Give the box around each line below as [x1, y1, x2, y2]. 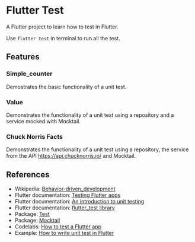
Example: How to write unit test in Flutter [14, 230, 114, 237]
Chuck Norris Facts [6, 132, 63, 141]
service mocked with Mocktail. [6, 117, 81, 125]
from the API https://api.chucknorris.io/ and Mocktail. [6, 152, 136, 160]
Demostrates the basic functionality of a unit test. [6, 83, 127, 90]
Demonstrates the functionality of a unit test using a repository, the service [6, 146, 189, 153]
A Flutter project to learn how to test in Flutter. [6, 23, 119, 30]
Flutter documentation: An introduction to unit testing [14, 198, 145, 205]
